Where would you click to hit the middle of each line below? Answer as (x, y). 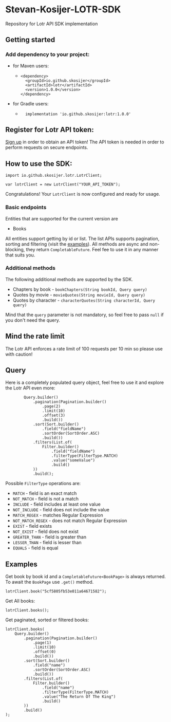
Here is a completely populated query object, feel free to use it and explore (85, 383)
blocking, (15, 249)
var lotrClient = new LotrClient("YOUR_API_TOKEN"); (63, 184)
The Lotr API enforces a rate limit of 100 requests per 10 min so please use (84, 348)
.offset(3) (54, 415)
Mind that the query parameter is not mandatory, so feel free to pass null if (84, 314)
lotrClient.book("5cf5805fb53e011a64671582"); (56, 591)
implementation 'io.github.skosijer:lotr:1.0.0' (78, 114)
